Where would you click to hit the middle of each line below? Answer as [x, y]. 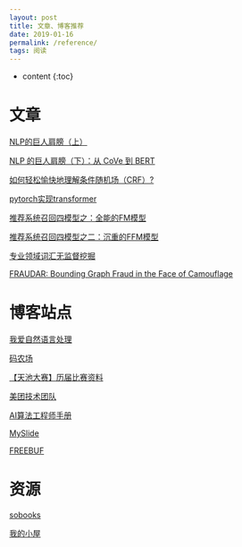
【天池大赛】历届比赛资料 [56, 377]
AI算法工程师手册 [41, 415]
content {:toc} [48, 76]
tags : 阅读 [28, 51]
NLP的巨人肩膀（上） [48, 142]
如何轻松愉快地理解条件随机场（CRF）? [82, 180]
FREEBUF [27, 450]
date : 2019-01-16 [42, 34]
